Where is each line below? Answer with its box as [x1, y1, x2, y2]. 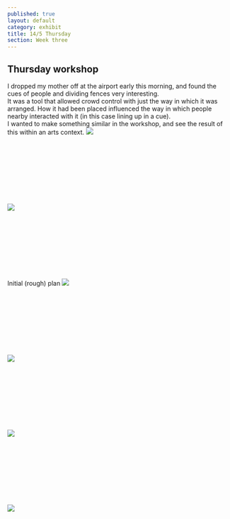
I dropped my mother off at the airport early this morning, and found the [7, 82, 217, 90]
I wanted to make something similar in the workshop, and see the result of [7, 119, 223, 128]
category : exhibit [7, 23, 62, 30]
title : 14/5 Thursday [7, 30, 71, 38]
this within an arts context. [7, 128, 85, 136]
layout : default [7, 17, 55, 24]
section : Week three [7, 37, 69, 44]
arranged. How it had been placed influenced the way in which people [7, 104, 212, 113]
